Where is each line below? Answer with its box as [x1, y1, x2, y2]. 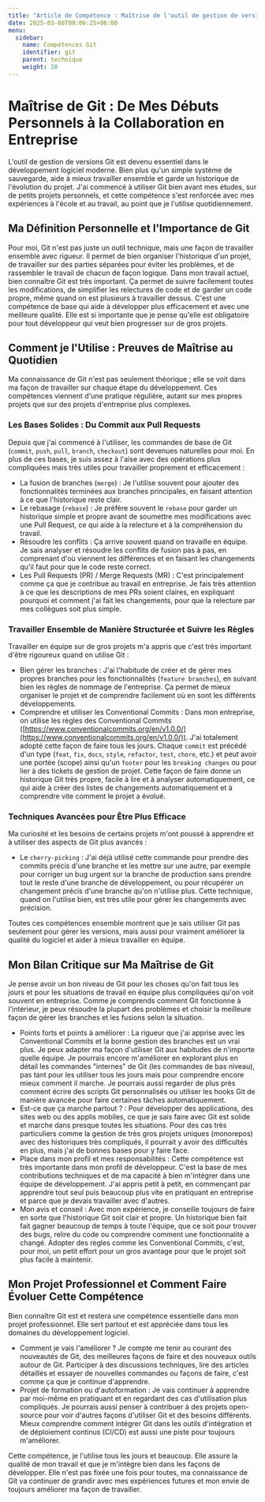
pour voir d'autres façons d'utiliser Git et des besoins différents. [43, 1410, 252, 1420]
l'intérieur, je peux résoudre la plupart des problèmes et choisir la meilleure [8, 1005, 252, 1014]
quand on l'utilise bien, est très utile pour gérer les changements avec [19, 895, 247, 904]
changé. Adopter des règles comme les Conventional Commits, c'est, [19, 1238, 245, 1247]
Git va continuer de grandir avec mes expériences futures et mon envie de [8, 1476, 250, 1485]
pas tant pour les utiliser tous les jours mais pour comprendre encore [19, 1070, 244, 1080]
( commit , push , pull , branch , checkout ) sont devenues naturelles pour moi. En [8, 446, 255, 455]
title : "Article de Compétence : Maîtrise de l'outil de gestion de [8, 11, 238, 20]
